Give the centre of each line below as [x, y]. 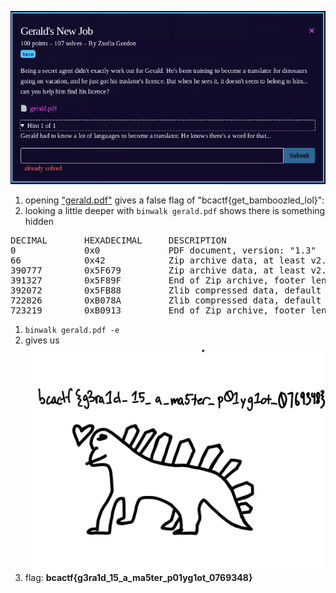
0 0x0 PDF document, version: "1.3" [163, 250]
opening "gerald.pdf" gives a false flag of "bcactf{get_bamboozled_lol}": [174, 200]
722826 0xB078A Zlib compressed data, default [166, 300]
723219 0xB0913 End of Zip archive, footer [158, 310]
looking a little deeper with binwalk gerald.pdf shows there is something [175, 210]
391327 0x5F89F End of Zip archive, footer [158, 280]
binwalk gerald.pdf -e [72, 330]
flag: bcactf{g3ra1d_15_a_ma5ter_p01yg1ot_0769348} [138, 577]
